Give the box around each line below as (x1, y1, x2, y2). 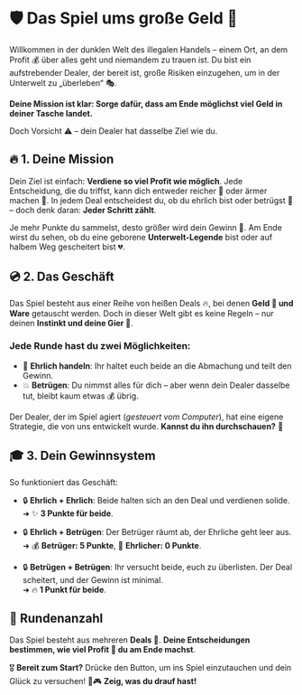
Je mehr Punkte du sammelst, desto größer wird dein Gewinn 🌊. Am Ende (9, 221, 282, 232)
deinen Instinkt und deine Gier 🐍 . (9, 317, 133, 328)
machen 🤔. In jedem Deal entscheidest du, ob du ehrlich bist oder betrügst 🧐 (9, 194, 293, 205)
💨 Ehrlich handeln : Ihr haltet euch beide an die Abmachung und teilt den (22, 360, 292, 371)
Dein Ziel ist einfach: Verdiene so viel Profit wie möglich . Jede (9, 175, 243, 186)
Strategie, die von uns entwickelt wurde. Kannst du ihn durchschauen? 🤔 (9, 420, 284, 431)
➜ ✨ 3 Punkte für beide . (22, 508, 114, 519)
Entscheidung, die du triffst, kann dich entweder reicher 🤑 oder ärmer (9, 185, 268, 196)
